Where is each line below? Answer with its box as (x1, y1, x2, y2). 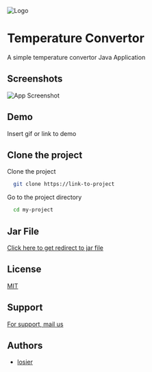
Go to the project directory (7, 193, 82, 202)
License (7, 264, 42, 275)
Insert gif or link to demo (7, 129, 77, 137)
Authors (7, 340, 43, 351)
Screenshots (7, 73, 63, 85)
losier (16, 358, 33, 367)
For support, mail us (7, 320, 64, 328)
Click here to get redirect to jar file (7, 244, 104, 252)
